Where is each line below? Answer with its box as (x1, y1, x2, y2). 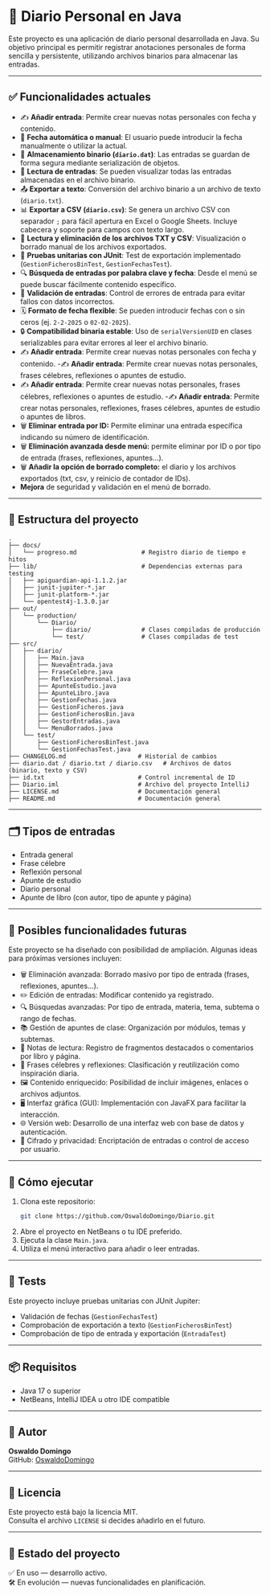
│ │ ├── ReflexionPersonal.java (8, 674, 131, 683)
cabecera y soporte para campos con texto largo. (19, 224, 185, 234)
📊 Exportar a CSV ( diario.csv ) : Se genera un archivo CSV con (19, 204, 231, 214)
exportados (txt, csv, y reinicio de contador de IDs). (19, 474, 191, 483)
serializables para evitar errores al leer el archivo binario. (19, 338, 209, 347)
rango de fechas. (19, 1014, 77, 1023)
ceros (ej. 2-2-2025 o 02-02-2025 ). (19, 317, 131, 326)
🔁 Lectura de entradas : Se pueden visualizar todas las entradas (19, 166, 231, 176)
